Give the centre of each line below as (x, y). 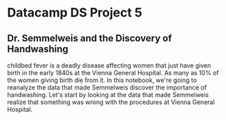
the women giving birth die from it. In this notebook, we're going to (102, 80)
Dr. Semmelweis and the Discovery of (90, 38)
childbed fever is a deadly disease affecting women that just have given (109, 66)
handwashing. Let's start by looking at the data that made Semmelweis (108, 95)
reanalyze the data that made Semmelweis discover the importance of (107, 87)
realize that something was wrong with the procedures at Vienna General (111, 102)
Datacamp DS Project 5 (75, 13)
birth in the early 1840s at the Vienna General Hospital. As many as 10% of (113, 73)
